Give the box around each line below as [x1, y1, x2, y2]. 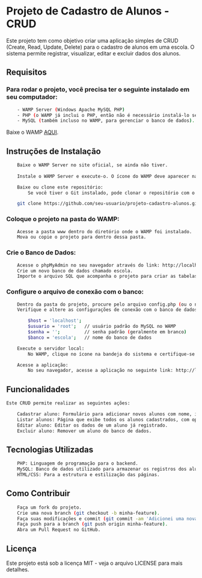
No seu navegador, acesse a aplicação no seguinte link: [28, 368, 173, 374]
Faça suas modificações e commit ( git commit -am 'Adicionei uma [17, 515, 185, 522]
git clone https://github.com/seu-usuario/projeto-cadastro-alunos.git [17, 201, 200, 207]
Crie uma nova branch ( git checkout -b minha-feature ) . [17, 510, 161, 516]
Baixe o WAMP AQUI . [6, 128, 59, 136]
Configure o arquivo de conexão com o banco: [6, 287, 144, 296]
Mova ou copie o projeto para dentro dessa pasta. [17, 234, 147, 240]
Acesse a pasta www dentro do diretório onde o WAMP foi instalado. [17, 228, 192, 234]
